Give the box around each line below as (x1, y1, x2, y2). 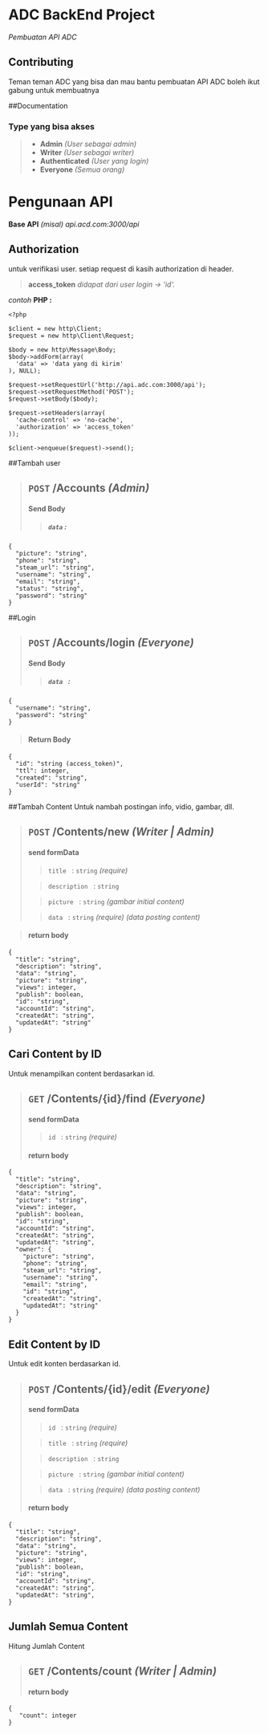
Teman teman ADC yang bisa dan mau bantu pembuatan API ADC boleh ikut (8, 76, 260, 86)
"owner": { (15, 1246, 52, 1254)
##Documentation (8, 100, 68, 110)
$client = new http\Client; (8, 324, 103, 332)
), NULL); (8, 367, 42, 375)
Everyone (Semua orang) (39, 165, 125, 174)
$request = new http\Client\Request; (8, 332, 135, 340)
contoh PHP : (8, 295, 52, 304)
